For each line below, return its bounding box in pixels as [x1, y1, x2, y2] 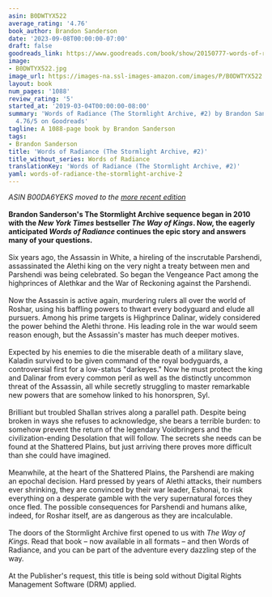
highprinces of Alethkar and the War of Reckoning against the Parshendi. [8, 279, 252, 288]
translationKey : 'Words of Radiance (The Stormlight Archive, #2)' [8, 163, 241, 171]
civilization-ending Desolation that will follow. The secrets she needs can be [8, 433, 261, 442]
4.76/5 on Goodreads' [15, 117, 89, 126]
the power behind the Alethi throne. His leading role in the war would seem [8, 322, 257, 330]
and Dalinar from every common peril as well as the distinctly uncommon [8, 373, 252, 382]
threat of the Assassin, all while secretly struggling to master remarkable [8, 382, 250, 391]
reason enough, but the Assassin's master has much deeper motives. [8, 330, 240, 339]
